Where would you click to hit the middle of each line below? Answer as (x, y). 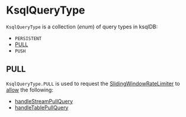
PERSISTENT (28, 38)
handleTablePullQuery (41, 108)
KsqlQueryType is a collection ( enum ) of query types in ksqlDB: (82, 27)
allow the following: (30, 90)
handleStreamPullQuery (44, 101)
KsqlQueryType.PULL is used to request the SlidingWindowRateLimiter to (93, 83)
